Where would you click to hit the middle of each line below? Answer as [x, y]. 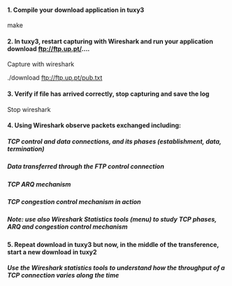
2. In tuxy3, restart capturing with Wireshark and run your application [110, 41]
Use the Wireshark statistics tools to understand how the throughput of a [116, 268]
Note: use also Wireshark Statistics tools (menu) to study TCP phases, [112, 220]
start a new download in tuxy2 [52, 252]
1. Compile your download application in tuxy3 [76, 10]
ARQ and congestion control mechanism [67, 227]
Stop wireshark [29, 109]
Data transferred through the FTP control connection [86, 166]
